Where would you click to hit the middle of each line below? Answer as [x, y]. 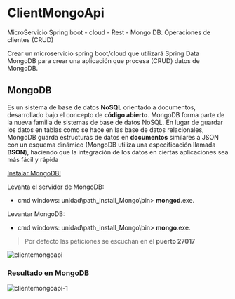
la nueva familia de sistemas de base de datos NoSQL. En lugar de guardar [115, 122]
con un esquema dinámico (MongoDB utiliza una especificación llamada [112, 145]
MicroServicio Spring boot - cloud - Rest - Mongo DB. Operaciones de [109, 32]
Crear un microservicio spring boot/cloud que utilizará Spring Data [103, 53]
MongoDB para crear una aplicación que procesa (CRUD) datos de [103, 60]
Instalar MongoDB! [34, 173]
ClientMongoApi [56, 13]
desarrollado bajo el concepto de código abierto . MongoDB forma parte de [116, 114]
